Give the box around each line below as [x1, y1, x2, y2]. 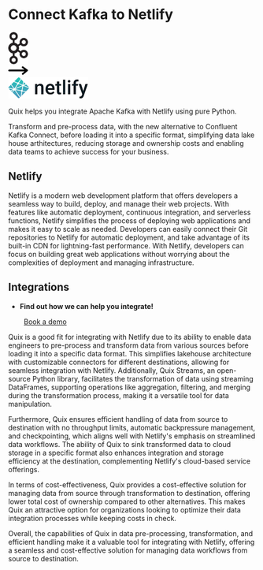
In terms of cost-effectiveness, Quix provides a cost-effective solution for [8, 479, 246, 490]
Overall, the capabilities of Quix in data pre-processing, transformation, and [8, 528, 254, 538]
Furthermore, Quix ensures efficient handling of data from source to [8, 414, 228, 423]
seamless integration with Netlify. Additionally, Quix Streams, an [8, 365, 215, 375]
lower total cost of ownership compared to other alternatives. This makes [8, 497, 246, 506]
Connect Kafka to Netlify [8, 6, 173, 24]
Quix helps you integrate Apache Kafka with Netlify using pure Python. [8, 106, 238, 116]
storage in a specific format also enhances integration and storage [8, 448, 224, 457]
